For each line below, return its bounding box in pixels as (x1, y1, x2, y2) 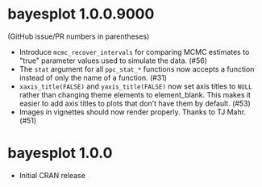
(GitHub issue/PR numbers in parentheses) (7, 31, 150, 41)
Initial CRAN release (19, 170, 86, 180)
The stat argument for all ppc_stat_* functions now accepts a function (19, 64, 255, 73)
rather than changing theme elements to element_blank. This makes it (19, 89, 252, 99)
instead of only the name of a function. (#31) (19, 73, 167, 82)
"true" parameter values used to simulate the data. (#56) (19, 56, 207, 65)
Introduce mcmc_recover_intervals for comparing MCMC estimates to (19, 47, 250, 56)
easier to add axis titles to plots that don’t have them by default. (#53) (19, 98, 251, 108)
